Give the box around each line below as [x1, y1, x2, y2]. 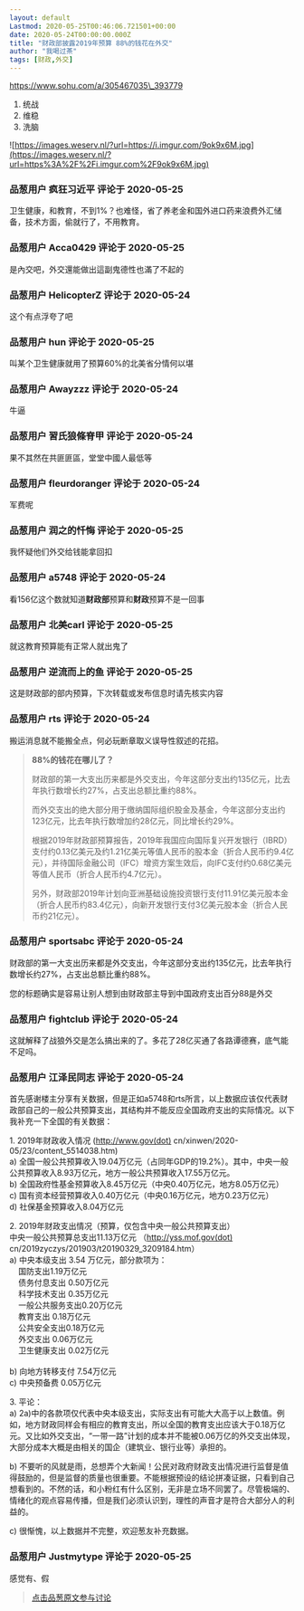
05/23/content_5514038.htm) [9, 1146, 119, 1157]
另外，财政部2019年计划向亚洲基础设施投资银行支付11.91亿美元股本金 [31, 888, 290, 899]
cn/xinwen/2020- [173, 1135, 239, 1146]
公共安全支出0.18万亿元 [17, 1322, 105, 1333]
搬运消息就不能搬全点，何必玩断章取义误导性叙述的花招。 [9, 735, 223, 746]
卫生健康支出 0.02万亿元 [17, 1345, 109, 1356]
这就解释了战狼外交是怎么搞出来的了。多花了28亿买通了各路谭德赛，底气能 [9, 1035, 290, 1046]
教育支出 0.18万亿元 [17, 1311, 91, 1322]
